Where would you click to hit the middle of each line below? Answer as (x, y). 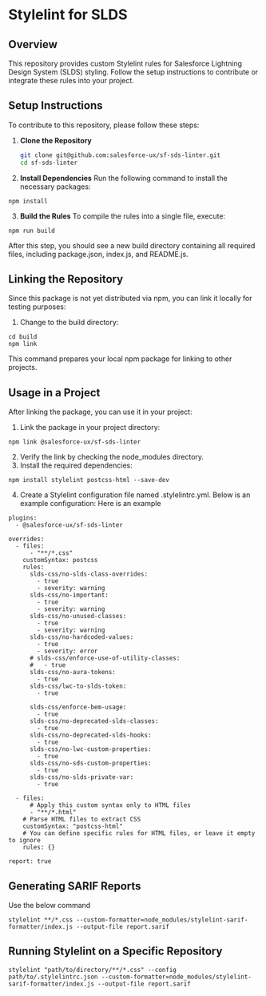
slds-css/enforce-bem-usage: (78, 707)
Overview (33, 44)
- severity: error (67, 651)
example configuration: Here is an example (90, 504)
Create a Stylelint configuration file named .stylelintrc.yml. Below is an (135, 495)
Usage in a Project (54, 393)
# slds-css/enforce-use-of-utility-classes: (105, 658)
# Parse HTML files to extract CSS (82, 819)
